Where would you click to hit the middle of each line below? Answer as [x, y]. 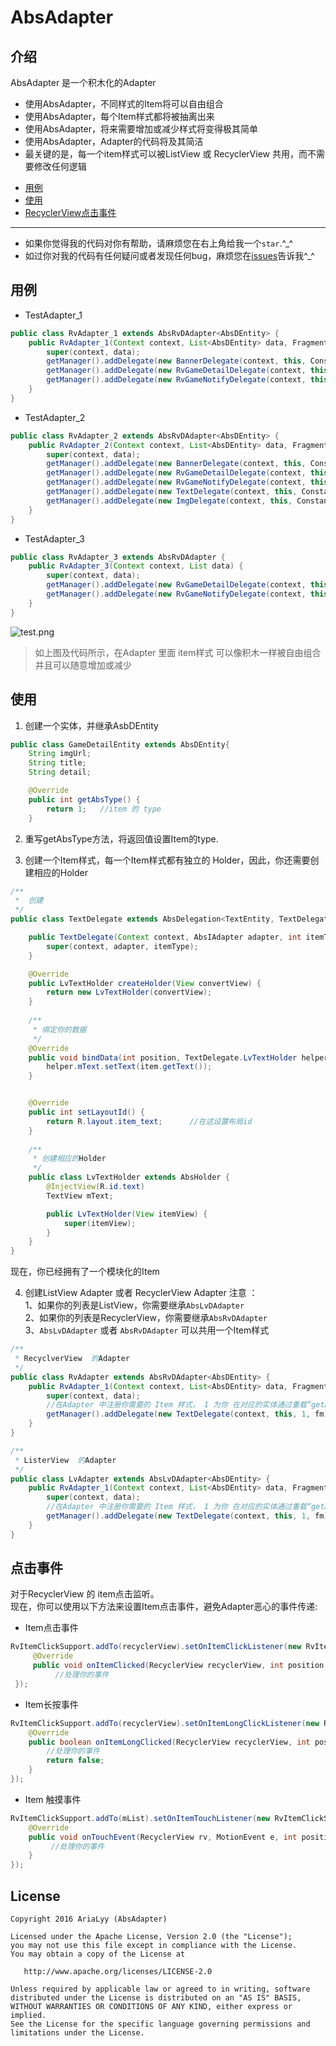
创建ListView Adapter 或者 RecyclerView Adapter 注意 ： [141, 1293]
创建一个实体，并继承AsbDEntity [91, 725]
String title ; [57, 763]
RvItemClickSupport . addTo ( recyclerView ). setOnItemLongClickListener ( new [165, 1723]
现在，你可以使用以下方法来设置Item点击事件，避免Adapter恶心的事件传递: [164, 1607]
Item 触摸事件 [53, 1799]
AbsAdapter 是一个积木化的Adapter [83, 82]
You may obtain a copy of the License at [98, 1954]
